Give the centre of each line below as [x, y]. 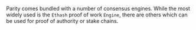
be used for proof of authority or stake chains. [62, 21]
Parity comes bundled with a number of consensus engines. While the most [98, 9]
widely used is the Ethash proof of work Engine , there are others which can [97, 15]
